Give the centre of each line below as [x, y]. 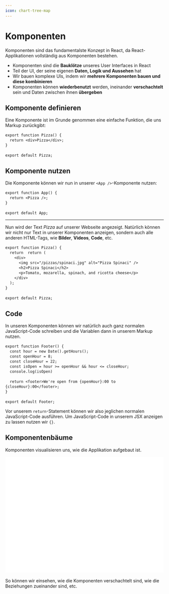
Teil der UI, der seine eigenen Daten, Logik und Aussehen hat [77, 71]
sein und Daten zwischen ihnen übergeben [57, 92]
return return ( [28, 253]
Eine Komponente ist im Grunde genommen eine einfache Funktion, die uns [83, 120]
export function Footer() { [35, 346]
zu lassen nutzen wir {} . [30, 422]
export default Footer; [30, 402]
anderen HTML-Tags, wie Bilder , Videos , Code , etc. [59, 238]
